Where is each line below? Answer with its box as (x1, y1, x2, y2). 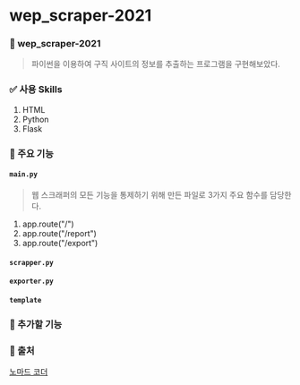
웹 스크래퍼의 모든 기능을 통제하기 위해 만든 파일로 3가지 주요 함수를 (30, 189, 269, 200)
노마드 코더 (9, 366, 48, 377)
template (9, 295, 42, 304)
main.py (9, 170, 39, 179)
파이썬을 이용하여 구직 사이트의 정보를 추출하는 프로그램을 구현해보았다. (30, 59, 280, 70)
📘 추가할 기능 (9, 318, 63, 330)
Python (21, 114, 49, 124)
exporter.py (9, 277, 54, 287)
